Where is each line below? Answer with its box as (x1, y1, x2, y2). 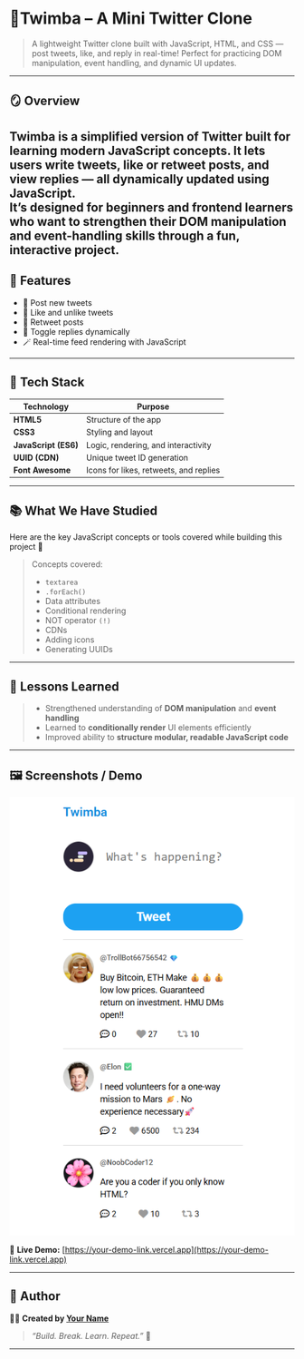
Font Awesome (13, 464, 71, 475)
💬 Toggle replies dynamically (22, 326, 130, 337)
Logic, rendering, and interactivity (85, 439, 212, 450)
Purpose (137, 401, 170, 412)
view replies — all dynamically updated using (9, 171, 270, 187)
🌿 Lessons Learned (9, 679, 119, 694)
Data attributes (44, 596, 101, 607)
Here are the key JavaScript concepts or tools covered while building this (9, 532, 282, 543)
